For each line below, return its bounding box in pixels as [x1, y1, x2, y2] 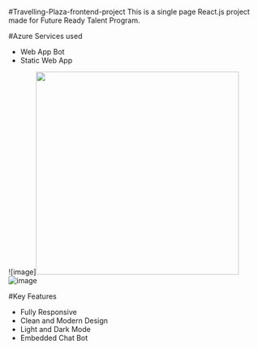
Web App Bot [19, 47, 65, 56]
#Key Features [8, 291, 57, 301]
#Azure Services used [8, 32, 83, 41]
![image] [8, 267, 37, 277]
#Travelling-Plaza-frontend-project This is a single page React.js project [8, 7, 250, 16]
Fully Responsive [19, 308, 77, 317]
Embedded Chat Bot [19, 333, 88, 343]
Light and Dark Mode [19, 325, 91, 334]
